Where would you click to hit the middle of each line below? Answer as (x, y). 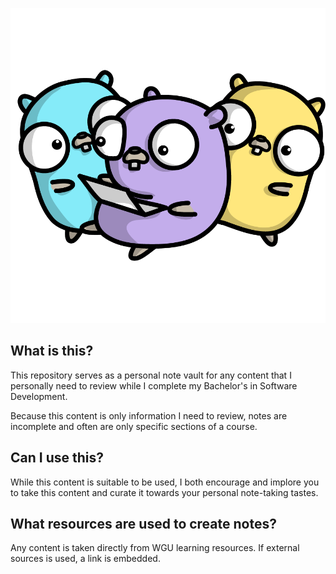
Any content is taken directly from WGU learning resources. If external (155, 548)
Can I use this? (57, 458)
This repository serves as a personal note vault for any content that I (151, 375)
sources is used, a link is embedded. (85, 559)
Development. (39, 396)
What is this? (52, 351)
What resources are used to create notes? (143, 524)
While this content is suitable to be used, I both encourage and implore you (165, 482)
